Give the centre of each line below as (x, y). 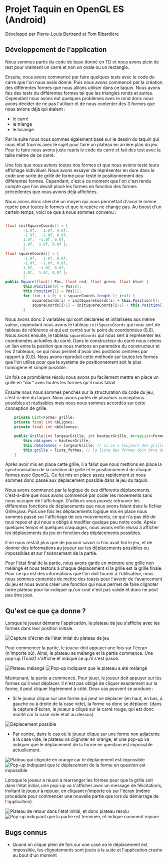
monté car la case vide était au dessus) (53, 715)
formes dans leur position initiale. (39, 628)
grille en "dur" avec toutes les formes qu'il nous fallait (60, 383)
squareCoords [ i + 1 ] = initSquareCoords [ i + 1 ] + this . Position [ (97, 305)
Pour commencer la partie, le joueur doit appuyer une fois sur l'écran (76, 648)
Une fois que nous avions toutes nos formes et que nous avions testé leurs (82, 165)
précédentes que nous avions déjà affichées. (52, 192)
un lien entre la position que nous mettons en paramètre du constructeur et (82, 346)
